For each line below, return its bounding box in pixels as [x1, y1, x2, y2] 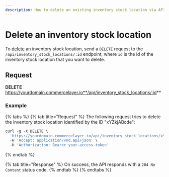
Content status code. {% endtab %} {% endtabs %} [5, 167, 112, 173]
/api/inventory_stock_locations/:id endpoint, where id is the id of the [5, 51, 153, 57]
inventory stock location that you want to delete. [5, 56, 106, 62]
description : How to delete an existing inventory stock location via [5, 7, 156, 13]
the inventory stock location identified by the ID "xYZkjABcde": [5, 119, 135, 125]
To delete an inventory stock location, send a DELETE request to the [5, 46, 143, 52]
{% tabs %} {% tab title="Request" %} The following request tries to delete [5, 114, 161, 120]
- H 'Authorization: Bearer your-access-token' [10, 143, 109, 148]
